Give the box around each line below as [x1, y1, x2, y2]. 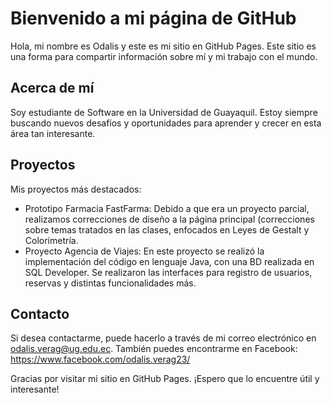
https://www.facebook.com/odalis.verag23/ [10, 353, 191, 366]
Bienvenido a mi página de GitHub [10, 7, 297, 30]
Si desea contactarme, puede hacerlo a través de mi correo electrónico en [10, 332, 317, 344]
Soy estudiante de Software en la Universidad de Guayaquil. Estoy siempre [10, 106, 318, 118]
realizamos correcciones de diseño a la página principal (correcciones [24, 213, 315, 225]
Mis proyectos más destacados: [10, 183, 142, 195]
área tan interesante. [10, 127, 96, 139]
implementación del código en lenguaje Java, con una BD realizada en [24, 255, 315, 267]
